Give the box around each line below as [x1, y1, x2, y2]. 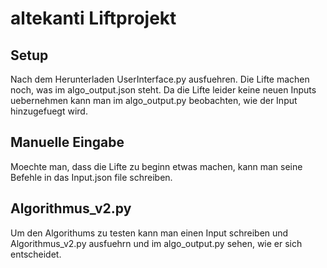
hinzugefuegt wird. [10, 105, 88, 117]
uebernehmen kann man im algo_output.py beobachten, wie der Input [10, 95, 298, 106]
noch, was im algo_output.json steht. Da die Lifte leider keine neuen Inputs [10, 84, 317, 96]
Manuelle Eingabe [10, 134, 125, 151]
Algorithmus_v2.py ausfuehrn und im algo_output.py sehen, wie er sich [10, 237, 303, 249]
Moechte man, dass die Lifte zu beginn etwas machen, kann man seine [10, 160, 303, 172]
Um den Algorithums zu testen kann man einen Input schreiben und [10, 227, 289, 239]
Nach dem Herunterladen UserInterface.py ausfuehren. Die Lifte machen [10, 73, 310, 85]
